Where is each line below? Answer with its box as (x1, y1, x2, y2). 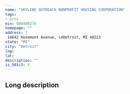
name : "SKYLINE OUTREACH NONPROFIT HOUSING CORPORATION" (5, 7, 126, 12)
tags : (5, 12, 16, 17)
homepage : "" (5, 26, 32, 31)
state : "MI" (5, 40, 30, 45)
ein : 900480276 (5, 21, 37, 26)
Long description (5, 81, 59, 89)
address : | (5, 30, 28, 35)
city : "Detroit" (5, 44, 39, 49)
